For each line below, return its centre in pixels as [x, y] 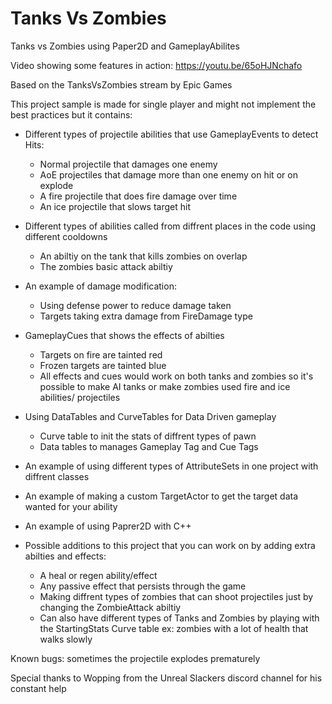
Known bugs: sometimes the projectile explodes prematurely [135, 658]
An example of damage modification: [100, 286]
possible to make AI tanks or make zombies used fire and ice [165, 386]
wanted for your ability [71, 506]
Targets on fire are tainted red [101, 354]
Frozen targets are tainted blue [103, 365]
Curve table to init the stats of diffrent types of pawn [148, 436]
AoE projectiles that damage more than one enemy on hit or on [168, 174]
